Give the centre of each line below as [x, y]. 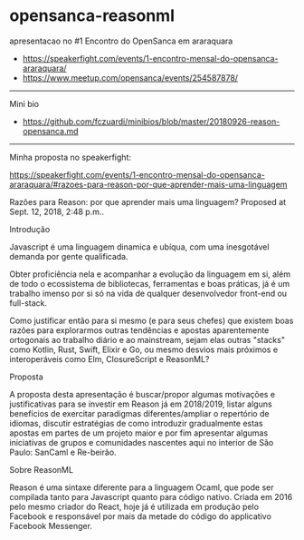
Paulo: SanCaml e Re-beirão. [63, 452]
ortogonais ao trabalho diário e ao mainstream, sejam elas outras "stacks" [147, 339]
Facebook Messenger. [51, 525]
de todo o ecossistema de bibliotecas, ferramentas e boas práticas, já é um [150, 283]
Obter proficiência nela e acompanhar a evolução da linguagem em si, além [150, 274]
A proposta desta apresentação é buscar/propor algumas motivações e [142, 394]
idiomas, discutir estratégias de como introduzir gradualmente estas [137, 423]
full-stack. [28, 303]
